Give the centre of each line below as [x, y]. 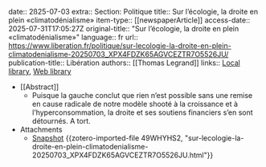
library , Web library [40, 71]
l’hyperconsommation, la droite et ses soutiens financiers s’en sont [142, 112]
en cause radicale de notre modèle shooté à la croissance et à [135, 104]
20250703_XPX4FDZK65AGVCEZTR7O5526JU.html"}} [123, 155]
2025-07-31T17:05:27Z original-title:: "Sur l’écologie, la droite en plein [124, 29]
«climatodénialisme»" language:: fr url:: [73, 37]
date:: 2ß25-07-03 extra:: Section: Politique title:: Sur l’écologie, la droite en [133, 12]
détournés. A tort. [61, 121]
